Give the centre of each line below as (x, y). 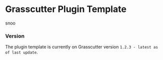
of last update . (22, 52)
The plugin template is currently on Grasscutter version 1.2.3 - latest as (82, 47)
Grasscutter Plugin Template (66, 9)
